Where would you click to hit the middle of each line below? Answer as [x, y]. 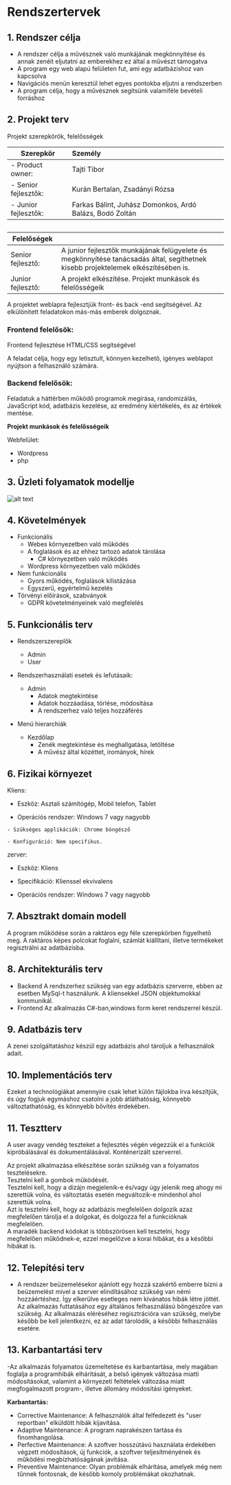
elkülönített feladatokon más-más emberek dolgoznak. [84, 312]
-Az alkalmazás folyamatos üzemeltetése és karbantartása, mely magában [112, 1366]
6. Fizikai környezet [50, 774]
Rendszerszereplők [44, 641]
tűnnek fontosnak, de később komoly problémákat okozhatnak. [106, 1474]
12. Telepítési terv [46, 1267]
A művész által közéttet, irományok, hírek [96, 752]
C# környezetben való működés [83, 559]
